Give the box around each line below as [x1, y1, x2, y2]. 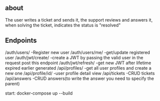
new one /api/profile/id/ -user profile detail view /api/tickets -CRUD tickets [5, 70, 155, 76]
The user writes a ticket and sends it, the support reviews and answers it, [5, 17, 153, 23]
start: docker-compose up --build [5, 90, 73, 96]
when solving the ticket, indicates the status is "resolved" [5, 22, 121, 28]
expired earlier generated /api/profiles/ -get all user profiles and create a [5, 65, 152, 71]
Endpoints [5, 36, 37, 45]
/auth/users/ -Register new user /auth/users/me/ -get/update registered [5, 49, 150, 55]
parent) [5, 80, 20, 86]
